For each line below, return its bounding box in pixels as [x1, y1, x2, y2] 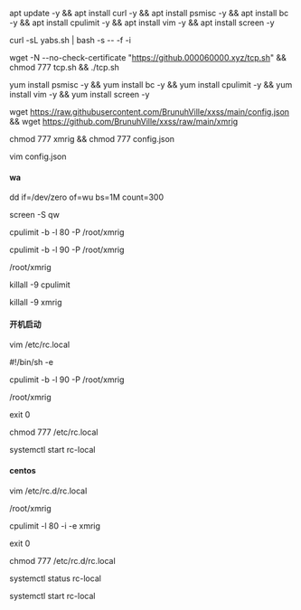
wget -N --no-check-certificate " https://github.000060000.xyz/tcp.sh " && [9, 52, 287, 62]
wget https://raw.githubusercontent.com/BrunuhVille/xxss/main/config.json [9, 107, 290, 117]
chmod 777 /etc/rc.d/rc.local [9, 555, 116, 566]
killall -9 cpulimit [9, 279, 71, 290]
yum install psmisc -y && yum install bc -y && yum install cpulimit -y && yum [9, 80, 293, 89]
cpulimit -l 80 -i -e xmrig [9, 520, 101, 531]
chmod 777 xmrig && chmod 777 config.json [9, 134, 174, 144]
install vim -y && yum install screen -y [9, 89, 150, 99]
